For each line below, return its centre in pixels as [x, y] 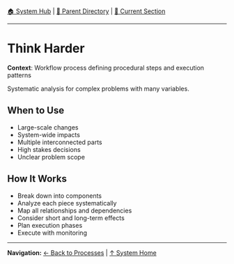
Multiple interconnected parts [60, 142]
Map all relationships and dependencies [75, 210]
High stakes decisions [49, 149]
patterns [19, 75]
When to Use [36, 110]
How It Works [37, 179]
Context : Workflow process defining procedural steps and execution [106, 68]
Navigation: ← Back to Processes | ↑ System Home [82, 253]
